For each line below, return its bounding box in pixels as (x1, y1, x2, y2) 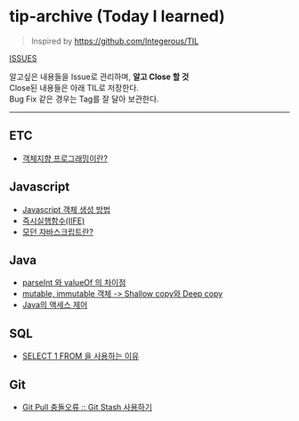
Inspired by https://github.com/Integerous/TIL (30, 36, 199, 46)
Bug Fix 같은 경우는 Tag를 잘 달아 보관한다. (9, 93, 159, 104)
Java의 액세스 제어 (21, 300, 88, 311)
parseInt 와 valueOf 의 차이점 (21, 278, 126, 288)
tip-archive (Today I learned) (9, 6, 225, 27)
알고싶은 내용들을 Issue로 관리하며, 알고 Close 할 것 (9, 71, 190, 82)
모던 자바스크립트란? (21, 226, 93, 237)
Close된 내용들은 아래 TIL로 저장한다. (9, 82, 140, 93)
